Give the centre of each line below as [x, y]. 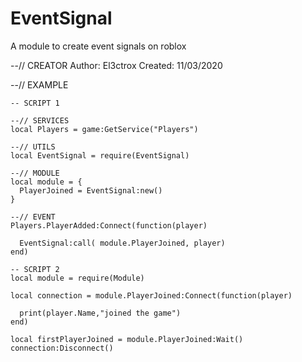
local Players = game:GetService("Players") [104, 129]
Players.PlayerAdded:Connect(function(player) [109, 225]
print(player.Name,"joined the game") [100, 313]
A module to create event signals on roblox [98, 46]
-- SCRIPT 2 [35, 269]
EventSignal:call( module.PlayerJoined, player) [122, 243]
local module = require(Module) [77, 278]
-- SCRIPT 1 [35, 103]
